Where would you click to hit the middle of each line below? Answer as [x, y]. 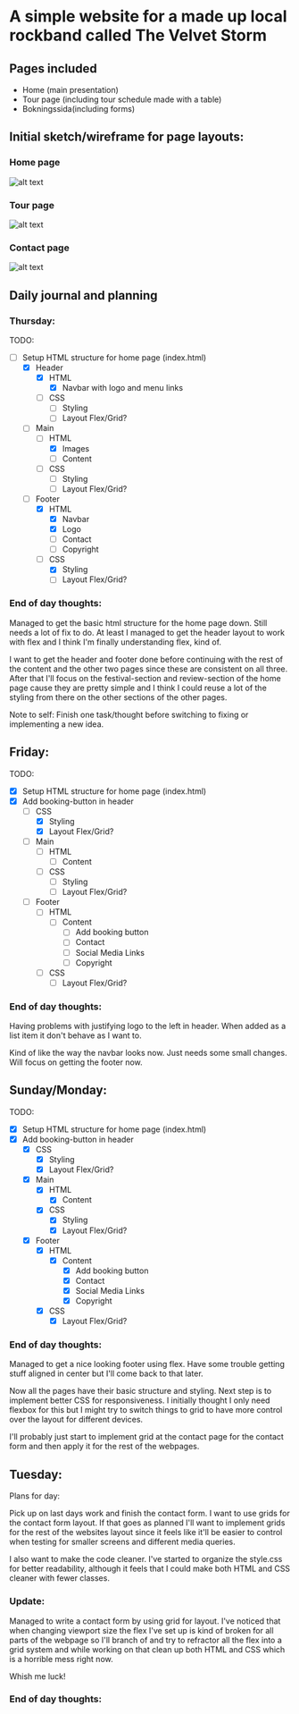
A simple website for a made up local [148, 17]
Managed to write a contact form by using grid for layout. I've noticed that [145, 1621]
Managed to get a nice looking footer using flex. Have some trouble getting [147, 1364]
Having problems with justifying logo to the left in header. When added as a [148, 1026]
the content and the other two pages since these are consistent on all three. [149, 669]
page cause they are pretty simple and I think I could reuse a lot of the [138, 688]
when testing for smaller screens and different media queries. [123, 1542]
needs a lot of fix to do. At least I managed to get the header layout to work [147, 632]
